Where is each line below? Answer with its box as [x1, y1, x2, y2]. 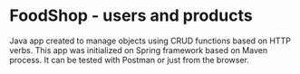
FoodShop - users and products [9, 5, 253, 26]
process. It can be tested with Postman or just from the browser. [9, 54, 249, 65]
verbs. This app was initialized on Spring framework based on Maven [9, 44, 268, 55]
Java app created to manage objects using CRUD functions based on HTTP [9, 35, 292, 46]
